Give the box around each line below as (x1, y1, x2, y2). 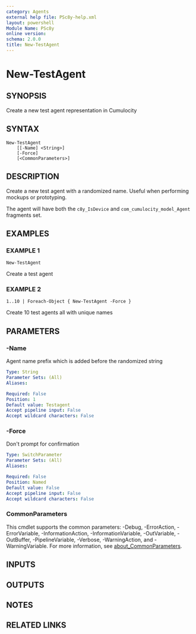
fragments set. (6, 212, 42, 219)
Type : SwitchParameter (6, 452, 62, 458)
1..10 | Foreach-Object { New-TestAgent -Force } (6, 298, 132, 305)
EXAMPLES (6, 228, 49, 238)
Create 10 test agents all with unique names (6, 309, 113, 316)
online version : (6, 31, 46, 37)
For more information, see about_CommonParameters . (49, 542, 182, 550)
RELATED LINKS (6, 620, 67, 630)
